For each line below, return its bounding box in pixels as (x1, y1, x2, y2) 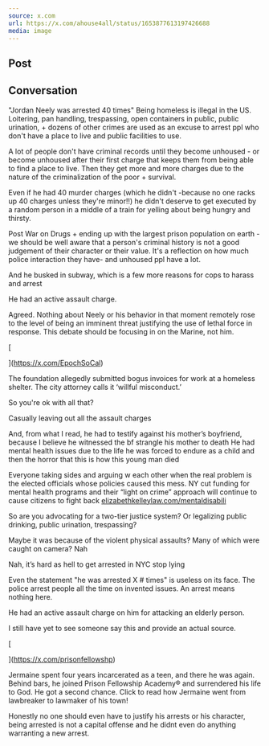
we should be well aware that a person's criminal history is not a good (8, 237, 239, 247)
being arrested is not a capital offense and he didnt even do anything (8, 719, 237, 729)
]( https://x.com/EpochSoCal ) (8, 358, 104, 367)
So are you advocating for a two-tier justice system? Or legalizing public (8, 511, 247, 521)
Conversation (8, 84, 78, 97)
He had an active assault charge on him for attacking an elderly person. (8, 608, 245, 617)
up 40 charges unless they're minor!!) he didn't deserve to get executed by (8, 196, 257, 206)
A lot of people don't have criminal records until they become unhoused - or (8, 146, 260, 156)
